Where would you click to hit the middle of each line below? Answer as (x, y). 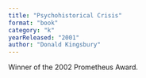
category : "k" (32, 30)
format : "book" (33, 23)
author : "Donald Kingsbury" (55, 45)
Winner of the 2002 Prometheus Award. (73, 67)
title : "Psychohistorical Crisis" (65, 15)
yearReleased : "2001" (44, 37)
